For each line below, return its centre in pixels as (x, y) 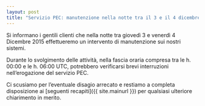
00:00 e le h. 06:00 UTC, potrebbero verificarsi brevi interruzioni (88, 66)
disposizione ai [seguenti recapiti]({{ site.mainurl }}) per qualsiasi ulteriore (99, 91)
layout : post (23, 12)
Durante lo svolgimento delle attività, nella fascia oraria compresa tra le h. (99, 60)
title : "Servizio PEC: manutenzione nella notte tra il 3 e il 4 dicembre (103, 18)
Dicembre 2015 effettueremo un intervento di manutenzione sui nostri (94, 41)
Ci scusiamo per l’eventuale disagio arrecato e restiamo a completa (91, 84)
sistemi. (16, 48)
